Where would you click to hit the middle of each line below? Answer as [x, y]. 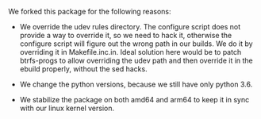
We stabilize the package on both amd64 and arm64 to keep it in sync [134, 100]
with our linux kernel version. [67, 108]
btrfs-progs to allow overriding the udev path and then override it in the [136, 60]
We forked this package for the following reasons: [90, 12]
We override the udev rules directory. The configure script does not [130, 27]
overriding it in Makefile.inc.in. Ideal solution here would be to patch [130, 52]
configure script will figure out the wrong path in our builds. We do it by [136, 44]
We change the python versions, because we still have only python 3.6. [136, 84]
